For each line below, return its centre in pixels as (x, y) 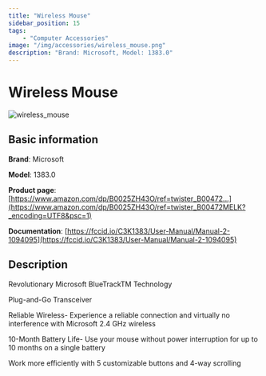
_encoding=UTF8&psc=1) (50, 215)
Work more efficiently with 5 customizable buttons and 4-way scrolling (125, 363)
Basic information (53, 140)
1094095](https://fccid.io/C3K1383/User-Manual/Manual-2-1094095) (123, 239)
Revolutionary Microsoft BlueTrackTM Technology (90, 284)
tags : (17, 30)
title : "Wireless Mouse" (50, 16)
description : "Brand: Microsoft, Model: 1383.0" (91, 53)
